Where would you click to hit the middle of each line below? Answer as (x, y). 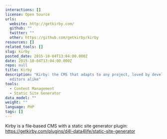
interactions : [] (23, 10)
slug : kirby (17, 51)
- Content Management (32, 88)
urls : (11, 19)
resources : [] (20, 42)
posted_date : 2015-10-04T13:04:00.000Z (46, 56)
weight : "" (16, 103)
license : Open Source (28, 14)
